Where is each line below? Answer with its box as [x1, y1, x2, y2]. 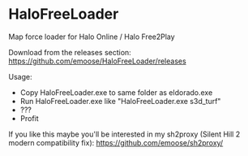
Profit [19, 113, 39, 123]
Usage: [8, 71, 32, 81]
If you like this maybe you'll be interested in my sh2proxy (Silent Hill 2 [8, 129, 241, 139]
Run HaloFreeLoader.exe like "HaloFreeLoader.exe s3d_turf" [19, 96, 221, 106]
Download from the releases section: [8, 47, 131, 57]
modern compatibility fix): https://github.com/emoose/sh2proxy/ [8, 137, 224, 147]
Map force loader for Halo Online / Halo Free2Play [8, 32, 176, 41]
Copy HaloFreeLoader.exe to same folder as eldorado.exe [19, 87, 213, 97]
